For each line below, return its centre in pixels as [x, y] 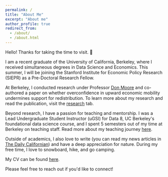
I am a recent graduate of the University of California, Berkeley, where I [78, 62]
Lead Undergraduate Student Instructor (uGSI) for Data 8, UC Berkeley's [80, 118]
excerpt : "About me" [27, 19]
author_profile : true [28, 24]
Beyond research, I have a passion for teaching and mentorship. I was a [79, 113]
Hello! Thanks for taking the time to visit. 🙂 [49, 52]
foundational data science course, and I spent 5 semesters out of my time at [84, 124]
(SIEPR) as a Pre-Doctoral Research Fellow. [50, 78]
